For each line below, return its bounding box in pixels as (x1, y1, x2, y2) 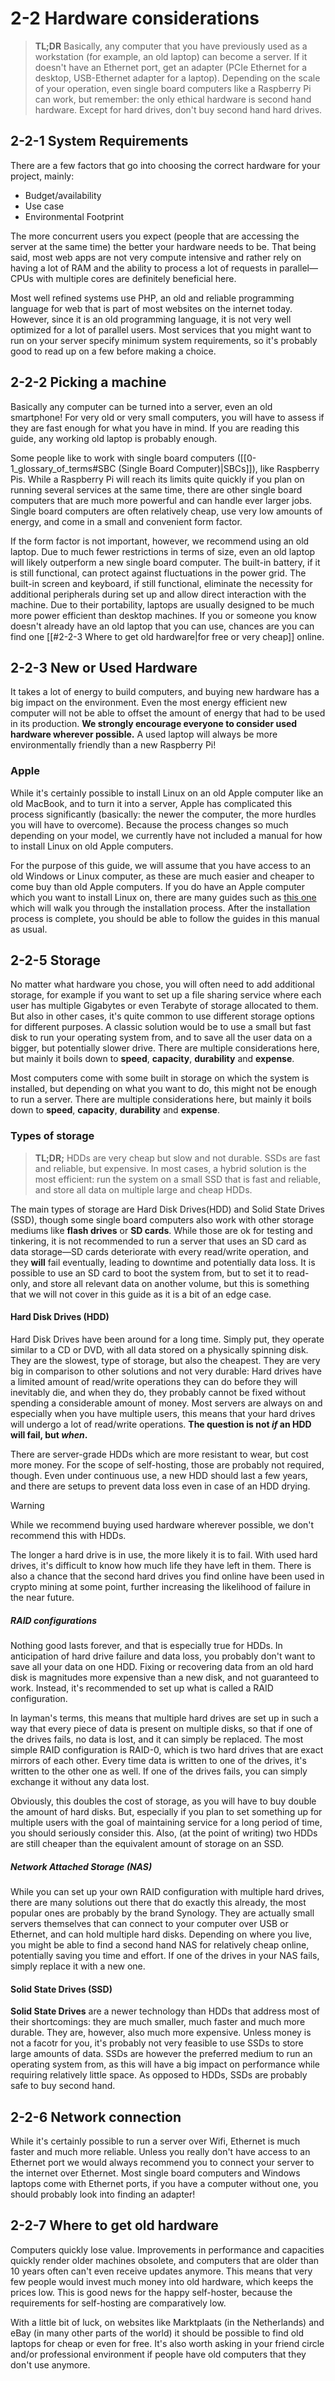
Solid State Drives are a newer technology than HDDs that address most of (10, 2005, 320, 2017)
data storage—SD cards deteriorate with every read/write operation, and (10, 1245, 309, 1257)
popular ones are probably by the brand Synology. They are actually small (10, 1907, 315, 1919)
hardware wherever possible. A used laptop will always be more (10, 728, 278, 741)
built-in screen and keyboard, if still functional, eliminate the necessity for (10, 577, 313, 589)
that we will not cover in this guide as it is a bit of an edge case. (10, 1288, 272, 1300)
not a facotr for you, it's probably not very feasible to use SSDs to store (10, 2037, 304, 2049)
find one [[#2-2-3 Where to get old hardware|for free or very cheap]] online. (10, 630, 325, 642)
